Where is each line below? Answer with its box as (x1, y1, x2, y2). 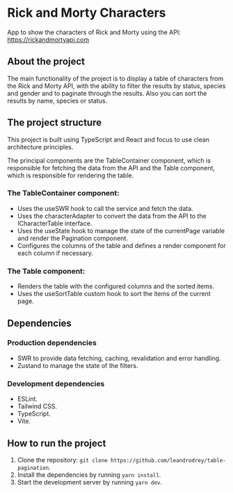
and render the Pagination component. (17, 234, 129, 242)
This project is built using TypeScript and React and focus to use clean (7, 135, 210, 144)
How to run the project (7, 437, 106, 449)
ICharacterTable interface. (17, 219, 93, 228)
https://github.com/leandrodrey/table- (110, 457, 226, 464)
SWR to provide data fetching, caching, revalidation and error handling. (17, 354, 221, 362)
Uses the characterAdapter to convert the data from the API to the (17, 212, 207, 220)
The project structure (7, 117, 102, 128)
